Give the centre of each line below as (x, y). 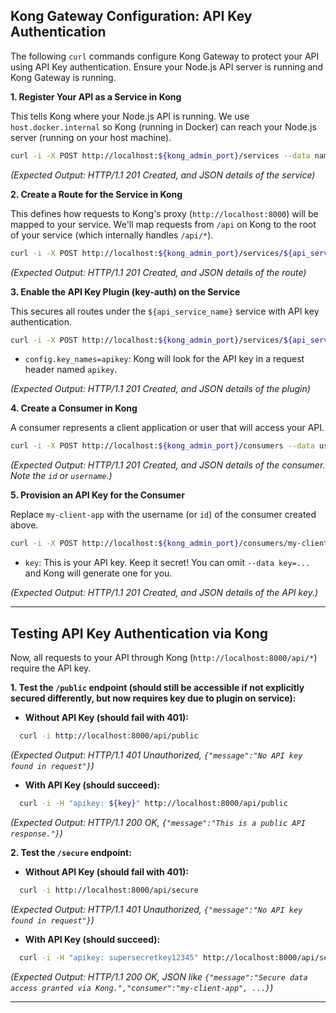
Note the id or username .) (61, 476)
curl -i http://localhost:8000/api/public (109, 736)
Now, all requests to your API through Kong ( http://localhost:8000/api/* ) (164, 657)
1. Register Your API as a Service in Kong (96, 96)
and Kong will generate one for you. (98, 573)
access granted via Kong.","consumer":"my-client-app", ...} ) (142, 987)
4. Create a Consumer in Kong (74, 408)
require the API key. (51, 668)
